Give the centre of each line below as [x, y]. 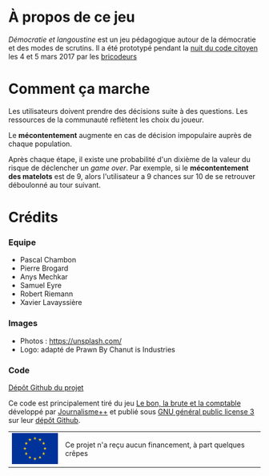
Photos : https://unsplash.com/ [71, 340]
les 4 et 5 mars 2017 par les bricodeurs [73, 56]
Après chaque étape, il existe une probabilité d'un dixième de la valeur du [129, 159]
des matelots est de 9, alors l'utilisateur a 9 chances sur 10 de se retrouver [132, 176]
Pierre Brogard [44, 268]
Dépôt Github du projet [46, 387]
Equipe [22, 242]
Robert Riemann [46, 294]
